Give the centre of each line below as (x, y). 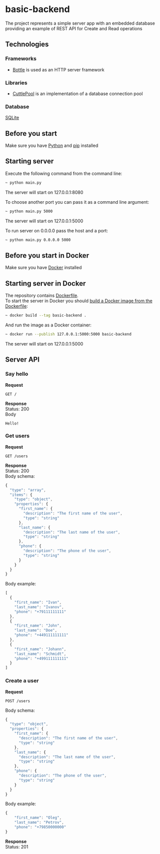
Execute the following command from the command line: (64, 173)
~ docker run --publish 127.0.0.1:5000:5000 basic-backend (68, 334)
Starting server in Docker (46, 283)
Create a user (22, 681)
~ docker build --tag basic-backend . (46, 315)
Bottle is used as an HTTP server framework (58, 69)
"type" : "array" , (28, 490)
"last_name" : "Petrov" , (39, 823)
